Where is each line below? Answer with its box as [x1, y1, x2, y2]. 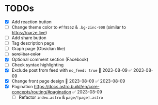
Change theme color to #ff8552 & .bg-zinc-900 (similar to [11, 25, 126, 30]
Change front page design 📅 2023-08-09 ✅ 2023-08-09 [11, 78, 126, 84]
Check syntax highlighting [11, 62, 64, 68]
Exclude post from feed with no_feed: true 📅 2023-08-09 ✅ [11, 67, 133, 73]
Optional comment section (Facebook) [11, 56, 89, 63]
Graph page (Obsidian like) [11, 46, 65, 52]
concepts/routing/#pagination [11, 89, 71, 94]
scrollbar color [11, 51, 41, 57]
